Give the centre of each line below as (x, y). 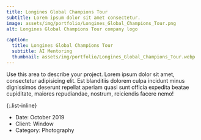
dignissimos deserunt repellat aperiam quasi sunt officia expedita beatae (98, 87)
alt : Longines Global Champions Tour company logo (72, 29)
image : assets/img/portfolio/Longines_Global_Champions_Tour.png (91, 23)
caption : (17, 40)
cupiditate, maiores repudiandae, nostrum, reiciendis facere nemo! (90, 93)
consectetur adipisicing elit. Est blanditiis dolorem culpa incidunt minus (96, 80)
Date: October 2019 (40, 117)
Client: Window (34, 124)
